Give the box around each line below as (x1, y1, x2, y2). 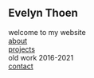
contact (8, 61, 33, 71)
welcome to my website (8, 27, 86, 37)
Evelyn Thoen (8, 6, 78, 20)
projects (8, 44, 36, 54)
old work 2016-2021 (8, 53, 74, 62)
